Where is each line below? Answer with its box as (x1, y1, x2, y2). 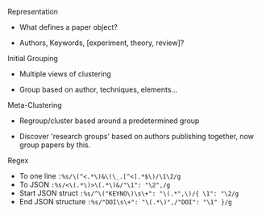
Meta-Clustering (7, 101, 62, 109)
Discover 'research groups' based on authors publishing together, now (19, 132, 255, 141)
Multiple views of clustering (19, 69, 112, 79)
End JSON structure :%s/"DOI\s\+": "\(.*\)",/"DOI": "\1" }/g (19, 197, 233, 206)
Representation (7, 7, 58, 16)
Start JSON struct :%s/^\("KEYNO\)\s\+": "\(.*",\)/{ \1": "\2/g (19, 188, 239, 198)
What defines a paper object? (19, 23, 118, 31)
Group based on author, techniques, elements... (19, 84, 178, 94)
